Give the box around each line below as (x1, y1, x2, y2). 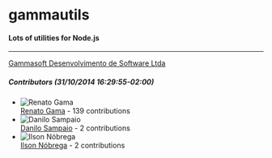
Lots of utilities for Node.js (8, 32, 100, 42)
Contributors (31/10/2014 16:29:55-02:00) (8, 77, 155, 87)
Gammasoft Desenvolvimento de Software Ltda (8, 58, 166, 68)
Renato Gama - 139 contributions (19, 106, 131, 116)
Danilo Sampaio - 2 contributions (19, 123, 131, 133)
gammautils (8, 6, 90, 24)
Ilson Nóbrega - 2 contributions (19, 140, 125, 151)
